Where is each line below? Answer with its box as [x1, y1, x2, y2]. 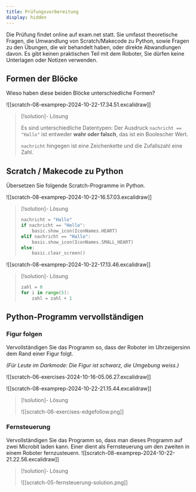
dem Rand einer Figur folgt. [6, 350, 73, 357]
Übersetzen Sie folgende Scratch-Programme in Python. [6, 182, 145, 189]
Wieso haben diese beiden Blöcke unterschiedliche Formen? [6, 89, 155, 96]
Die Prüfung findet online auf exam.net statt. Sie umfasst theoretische [6, 31, 178, 38]
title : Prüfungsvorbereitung [6, 8, 79, 15]
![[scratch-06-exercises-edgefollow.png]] [20, 408, 124, 415]
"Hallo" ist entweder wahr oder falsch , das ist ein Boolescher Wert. [20, 131, 188, 138]
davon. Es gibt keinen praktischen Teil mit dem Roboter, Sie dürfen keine [6, 50, 185, 57]
